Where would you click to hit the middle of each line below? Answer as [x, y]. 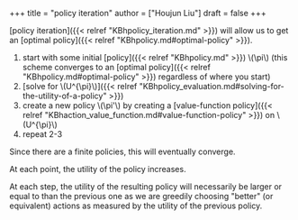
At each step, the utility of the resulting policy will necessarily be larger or [145, 187]
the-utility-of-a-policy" [64, 96]
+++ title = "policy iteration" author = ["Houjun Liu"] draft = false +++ [138, 13]
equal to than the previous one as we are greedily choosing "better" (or [141, 196]
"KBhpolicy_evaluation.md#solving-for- [212, 86]
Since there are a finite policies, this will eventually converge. [122, 151]
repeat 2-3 [42, 134]
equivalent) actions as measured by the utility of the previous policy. [136, 206]
